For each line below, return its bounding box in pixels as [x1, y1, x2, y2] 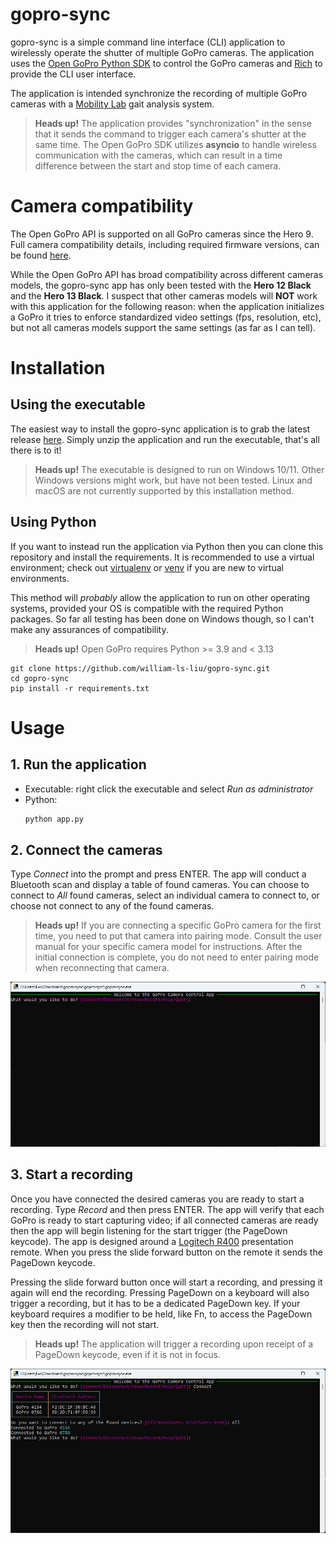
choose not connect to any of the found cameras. [10, 900, 215, 912]
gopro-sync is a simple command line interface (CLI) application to [10, 36, 286, 48]
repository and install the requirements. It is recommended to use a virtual [10, 551, 315, 563]
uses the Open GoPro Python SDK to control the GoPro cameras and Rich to [10, 57, 323, 69]
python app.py [24, 814, 84, 824]
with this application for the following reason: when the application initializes [10, 300, 325, 312]
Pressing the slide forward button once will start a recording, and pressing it [10, 1276, 323, 1288]
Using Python [10, 514, 97, 531]
